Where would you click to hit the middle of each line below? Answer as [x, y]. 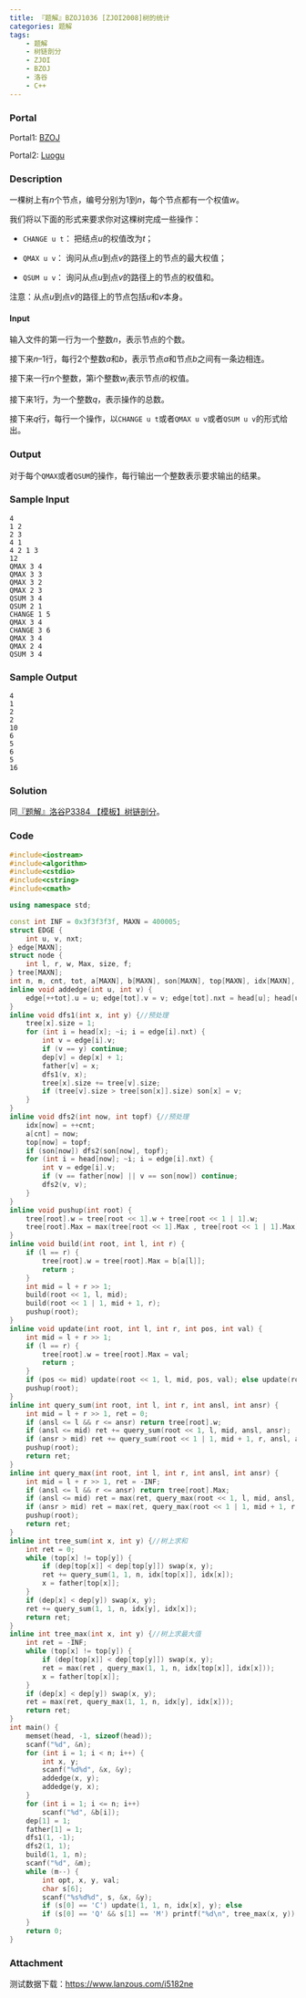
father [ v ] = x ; [71, 1066]
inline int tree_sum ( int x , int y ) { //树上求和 [99, 1541]
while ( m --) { [52, 1871]
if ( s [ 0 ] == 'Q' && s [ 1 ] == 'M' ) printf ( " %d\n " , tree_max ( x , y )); [171, 1914]
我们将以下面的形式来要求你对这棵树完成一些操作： [105, 219]
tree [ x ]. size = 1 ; [61, 1024]
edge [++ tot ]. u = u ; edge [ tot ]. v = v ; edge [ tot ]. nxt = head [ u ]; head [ [161, 998]
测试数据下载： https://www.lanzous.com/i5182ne [102, 1984]
